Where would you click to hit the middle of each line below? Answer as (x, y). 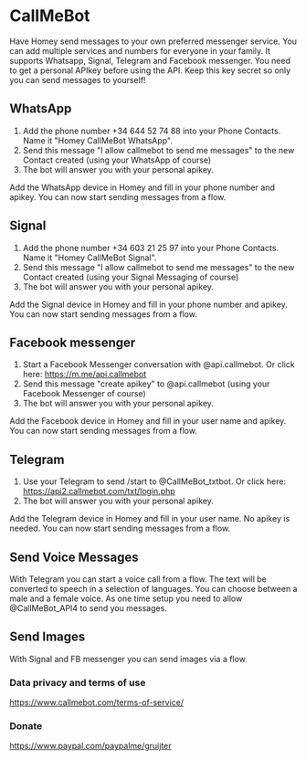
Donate (26, 726)
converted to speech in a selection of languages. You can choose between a (153, 589)
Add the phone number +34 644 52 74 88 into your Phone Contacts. (152, 131)
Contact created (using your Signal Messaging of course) (131, 277)
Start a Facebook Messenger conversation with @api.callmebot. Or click (158, 364)
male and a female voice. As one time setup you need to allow (126, 598)
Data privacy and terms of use (78, 682)
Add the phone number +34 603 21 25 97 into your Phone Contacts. (151, 248)
